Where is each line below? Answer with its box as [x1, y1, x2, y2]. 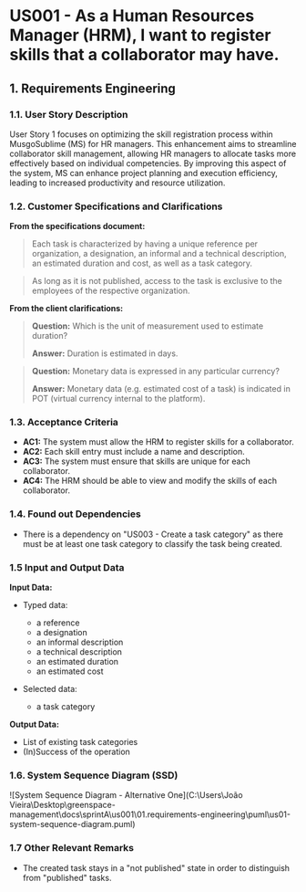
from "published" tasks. [22, 872, 112, 883]
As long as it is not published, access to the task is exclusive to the [31, 276, 282, 287]
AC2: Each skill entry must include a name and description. [22, 446, 245, 457]
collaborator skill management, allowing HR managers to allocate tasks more [9, 148, 297, 159]
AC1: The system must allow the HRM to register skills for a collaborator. [22, 436, 294, 447]
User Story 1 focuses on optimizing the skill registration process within [9, 129, 273, 140]
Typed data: [22, 600, 68, 611]
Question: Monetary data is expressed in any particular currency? [31, 366, 280, 377]
